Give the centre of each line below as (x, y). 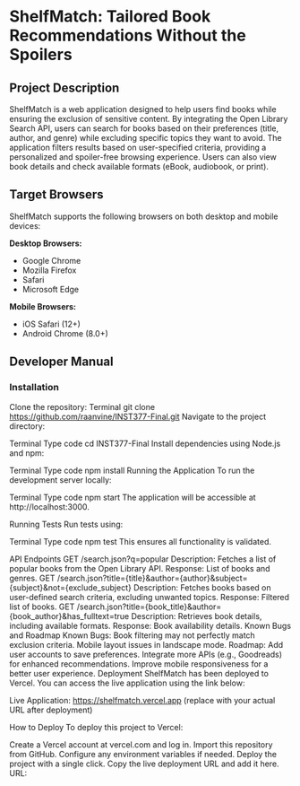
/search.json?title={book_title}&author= (149, 607)
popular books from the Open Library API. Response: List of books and (140, 568)
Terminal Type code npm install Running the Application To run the (132, 470)
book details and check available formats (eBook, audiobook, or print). (139, 166)
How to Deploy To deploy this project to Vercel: (96, 727)
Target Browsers (57, 195)
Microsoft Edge (51, 289)
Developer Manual (61, 362)
